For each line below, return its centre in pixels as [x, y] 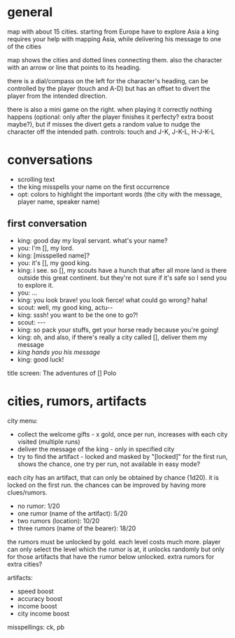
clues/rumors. [27, 492]
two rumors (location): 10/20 [58, 520]
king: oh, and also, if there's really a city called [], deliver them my [112, 337]
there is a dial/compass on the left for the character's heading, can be [108, 80]
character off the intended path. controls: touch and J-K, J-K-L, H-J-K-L [111, 132]
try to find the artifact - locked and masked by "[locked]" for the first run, [122, 456]
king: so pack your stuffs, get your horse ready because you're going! [118, 329]
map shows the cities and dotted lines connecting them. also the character [115, 59]
